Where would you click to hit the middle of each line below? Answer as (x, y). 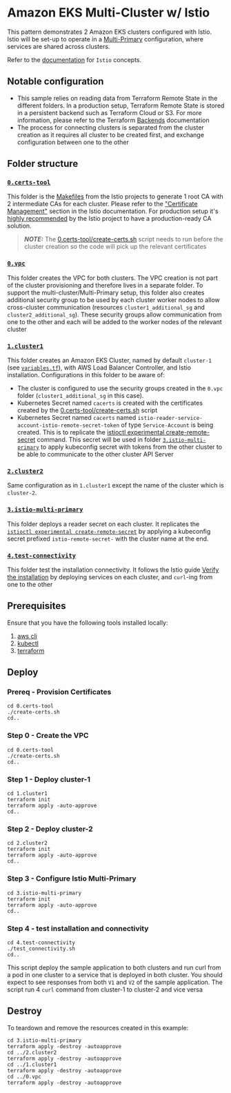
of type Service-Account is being (167, 425)
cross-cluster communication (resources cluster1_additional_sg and (106, 307)
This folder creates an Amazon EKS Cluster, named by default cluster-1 (110, 361)
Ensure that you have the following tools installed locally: (88, 623)
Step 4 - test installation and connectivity (78, 928)
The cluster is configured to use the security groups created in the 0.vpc (120, 388)
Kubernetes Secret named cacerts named (77, 418)
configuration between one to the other (73, 142)
